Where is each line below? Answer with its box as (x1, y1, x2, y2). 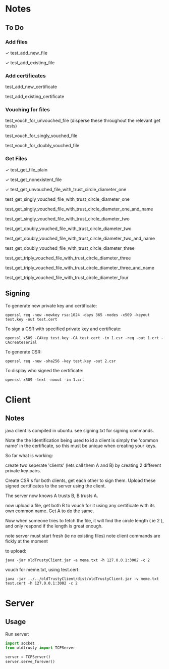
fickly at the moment (5, 538, 48, 544)
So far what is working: (5, 452, 53, 458)
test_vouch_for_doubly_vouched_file (5, 143, 80, 149)
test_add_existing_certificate (5, 94, 65, 100)
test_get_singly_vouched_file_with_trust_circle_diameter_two (5, 215, 130, 221)
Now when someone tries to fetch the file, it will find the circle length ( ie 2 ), (5, 517, 164, 523)
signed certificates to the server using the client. (5, 482, 106, 488)
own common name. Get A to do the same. (5, 508, 94, 514)
